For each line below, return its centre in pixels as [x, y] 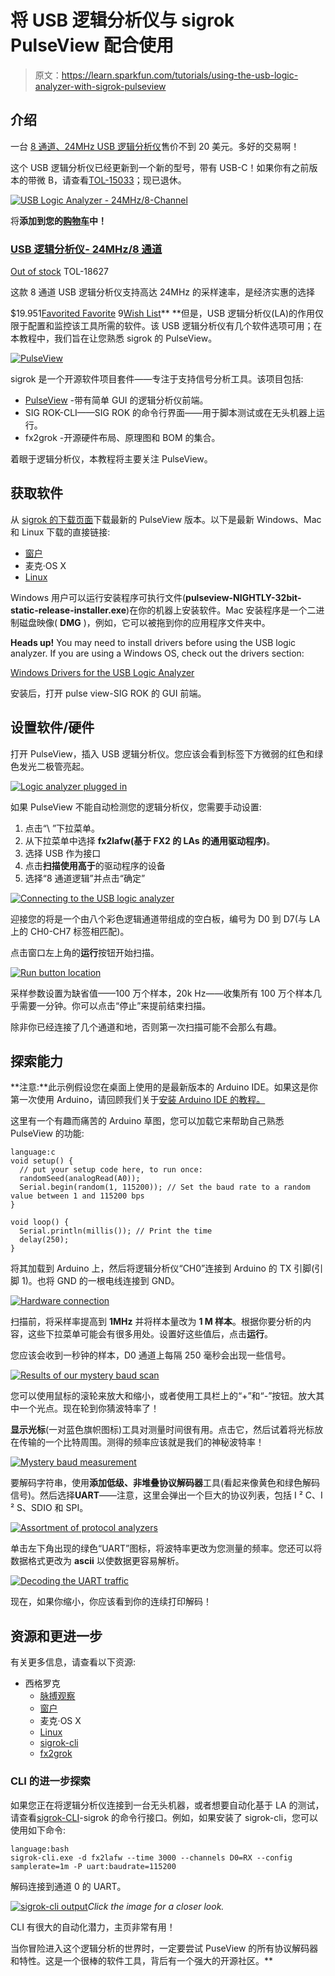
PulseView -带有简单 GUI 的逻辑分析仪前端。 [116, 400]
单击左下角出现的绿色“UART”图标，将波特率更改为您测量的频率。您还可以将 [166, 1548]
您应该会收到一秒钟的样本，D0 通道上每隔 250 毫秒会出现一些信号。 [151, 1355]
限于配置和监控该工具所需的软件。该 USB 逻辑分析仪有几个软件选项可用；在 [166, 326]
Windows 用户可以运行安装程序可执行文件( [98, 597]
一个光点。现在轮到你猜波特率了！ [89, 1408]
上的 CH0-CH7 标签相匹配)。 [70, 931]
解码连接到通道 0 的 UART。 [68, 1886]
